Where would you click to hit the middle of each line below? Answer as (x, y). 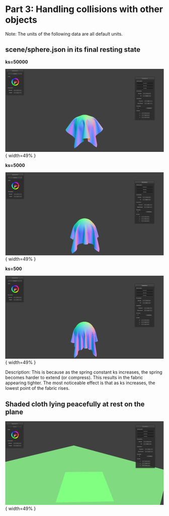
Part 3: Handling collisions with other (84, 9)
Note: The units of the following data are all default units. (64, 34)
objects (21, 20)
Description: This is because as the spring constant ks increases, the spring (84, 372)
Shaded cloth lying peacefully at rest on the (75, 404)
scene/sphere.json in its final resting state (73, 50)
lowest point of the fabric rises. (37, 388)
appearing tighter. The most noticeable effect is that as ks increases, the (80, 383)
